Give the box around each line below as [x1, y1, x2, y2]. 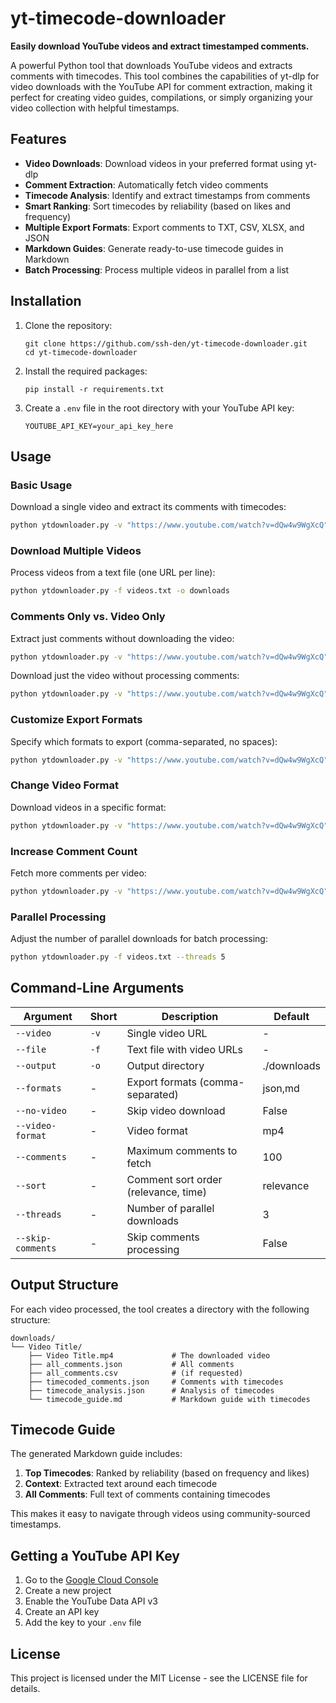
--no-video [15, 1105, 67, 1116]
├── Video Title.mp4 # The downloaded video [28, 1350, 271, 1361]
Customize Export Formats [10, 713, 143, 727]
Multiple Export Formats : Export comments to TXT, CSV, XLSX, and [24, 221, 305, 233]
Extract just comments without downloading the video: [10, 632, 235, 644]
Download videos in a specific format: [10, 801, 167, 813]
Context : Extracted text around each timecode [24, 1478, 218, 1490]
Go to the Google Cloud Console [24, 1574, 159, 1586]
